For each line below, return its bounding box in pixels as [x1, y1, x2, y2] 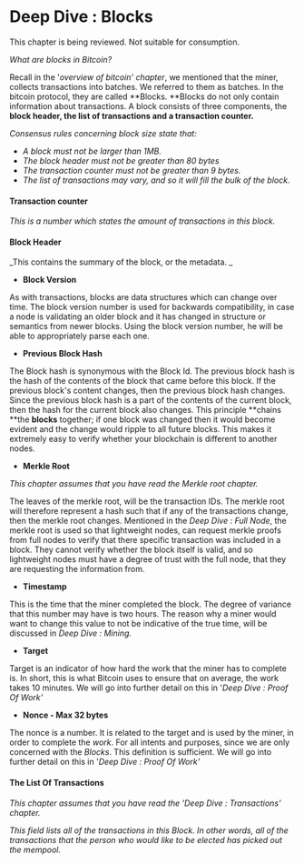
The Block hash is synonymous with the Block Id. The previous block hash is [9, 366, 295, 377]
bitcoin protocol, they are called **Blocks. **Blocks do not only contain [9, 91, 279, 102]
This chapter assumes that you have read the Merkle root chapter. [9, 478, 259, 489]
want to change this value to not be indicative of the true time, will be [9, 618, 268, 629]
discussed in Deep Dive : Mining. [9, 628, 132, 638]
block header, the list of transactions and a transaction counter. [9, 110, 254, 121]
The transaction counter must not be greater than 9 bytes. [22, 165, 241, 176]
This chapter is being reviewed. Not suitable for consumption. [9, 36, 240, 47]
